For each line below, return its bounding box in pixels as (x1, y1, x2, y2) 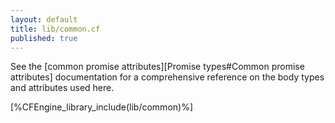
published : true (10, 33, 78, 43)
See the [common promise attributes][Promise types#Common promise (10, 61, 305, 73)
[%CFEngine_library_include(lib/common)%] (10, 101, 194, 113)
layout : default (10, 14, 78, 25)
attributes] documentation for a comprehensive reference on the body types (10, 71, 325, 83)
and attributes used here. (10, 82, 115, 94)
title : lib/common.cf (10, 24, 101, 34)
